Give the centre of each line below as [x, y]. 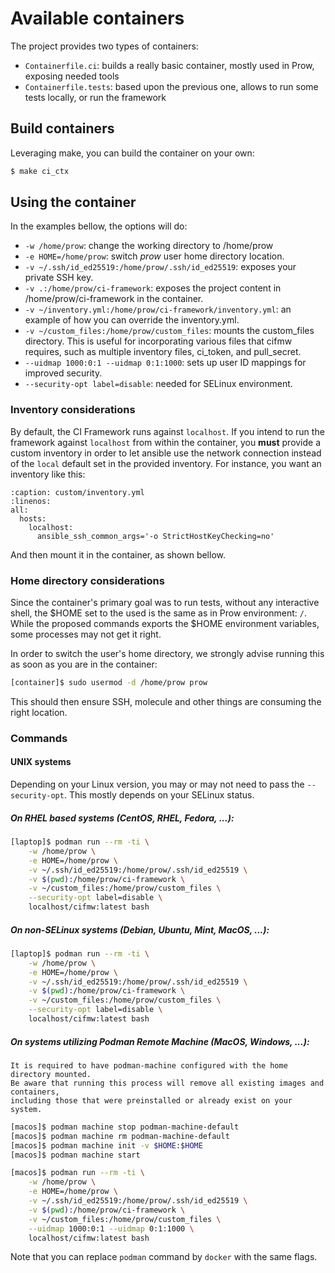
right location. [39, 712]
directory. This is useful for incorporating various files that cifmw [158, 341]
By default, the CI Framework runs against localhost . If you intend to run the [167, 431]
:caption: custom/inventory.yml [77, 492]
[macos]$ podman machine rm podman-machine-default [120, 1136]
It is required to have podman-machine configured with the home [149, 1065]
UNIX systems [41, 762]
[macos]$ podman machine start [75, 1155]
